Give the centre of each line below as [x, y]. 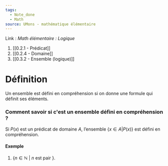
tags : [11, 10]
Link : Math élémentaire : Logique [40, 38]
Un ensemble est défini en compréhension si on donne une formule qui [79, 94]
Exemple [15, 146]
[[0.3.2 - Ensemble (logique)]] [43, 59]
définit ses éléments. [27, 99]
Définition [26, 79]
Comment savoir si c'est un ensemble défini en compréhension [84, 112]
